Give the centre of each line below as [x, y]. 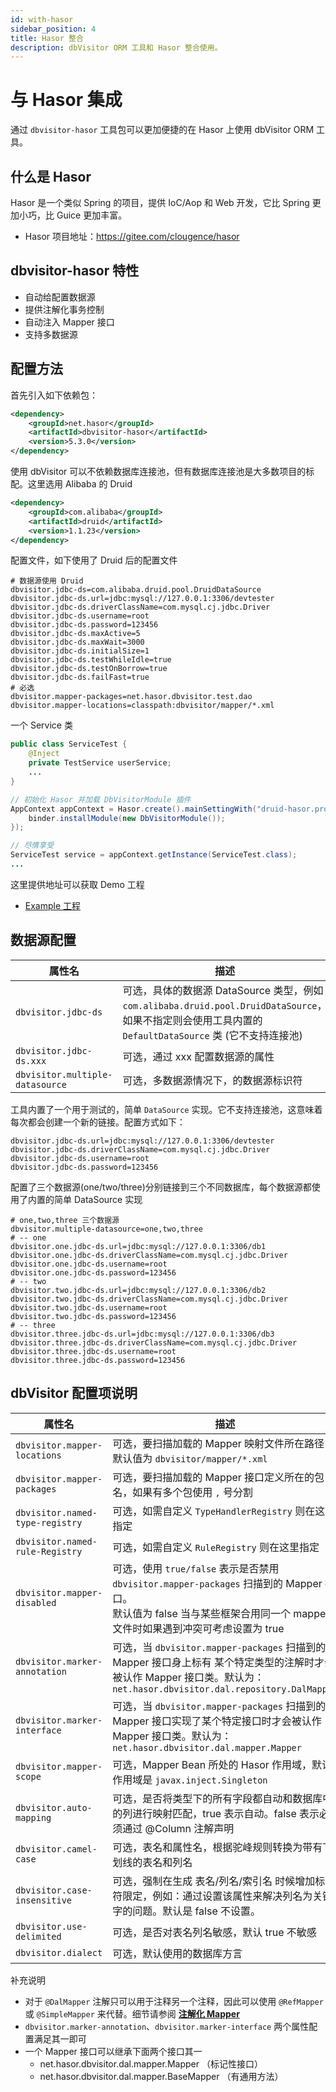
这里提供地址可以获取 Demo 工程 [77, 884]
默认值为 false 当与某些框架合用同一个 [202, 1613]
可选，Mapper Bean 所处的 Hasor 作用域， [212, 1764]
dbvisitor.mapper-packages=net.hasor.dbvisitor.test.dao [131, 697]
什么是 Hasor [51, 176]
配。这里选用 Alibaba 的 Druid [71, 484]
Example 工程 [53, 905]
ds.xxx [31, 1060]
